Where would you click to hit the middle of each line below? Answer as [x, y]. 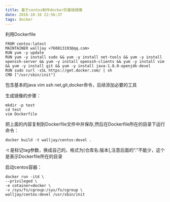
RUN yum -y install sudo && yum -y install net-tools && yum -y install [84, 57]
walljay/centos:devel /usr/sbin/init [45, 195]
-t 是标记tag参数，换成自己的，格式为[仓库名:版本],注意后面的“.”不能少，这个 [85, 150]
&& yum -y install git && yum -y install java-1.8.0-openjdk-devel [78, 66]
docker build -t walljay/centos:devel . [49, 140]
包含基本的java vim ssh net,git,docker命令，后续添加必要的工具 [71, 85]
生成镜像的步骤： [23, 96]
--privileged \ [21, 181]
